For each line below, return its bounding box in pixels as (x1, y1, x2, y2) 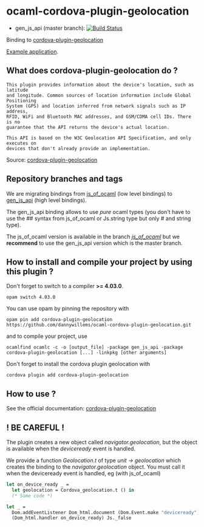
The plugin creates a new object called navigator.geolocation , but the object (6, 439, 197, 446)
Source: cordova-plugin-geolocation (6, 156, 98, 164)
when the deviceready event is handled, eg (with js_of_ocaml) (6, 470, 161, 477)
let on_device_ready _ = (6, 481, 69, 487)
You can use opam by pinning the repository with (6, 305, 129, 312)
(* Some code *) (12, 492, 53, 499)
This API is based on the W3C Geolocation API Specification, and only (6, 135, 191, 141)
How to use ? (6, 388, 56, 399)
